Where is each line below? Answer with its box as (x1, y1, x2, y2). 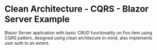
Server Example (4, 14, 70, 25)
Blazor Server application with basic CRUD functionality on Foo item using (4, 30, 152, 35)
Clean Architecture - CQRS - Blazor (4, 3, 149, 15)
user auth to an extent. (4, 40, 50, 46)
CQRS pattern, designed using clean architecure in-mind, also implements (4, 35, 153, 41)
